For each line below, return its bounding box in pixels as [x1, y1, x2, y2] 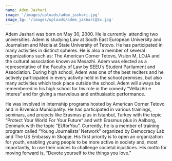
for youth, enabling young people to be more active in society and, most [5, 139, 158, 145]
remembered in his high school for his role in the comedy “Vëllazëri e [5, 86, 151, 92]
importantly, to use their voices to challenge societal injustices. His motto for [5, 145, 167, 151]
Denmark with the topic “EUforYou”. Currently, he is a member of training [5, 123, 160, 129]
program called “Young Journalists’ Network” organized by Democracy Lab [5, 128, 165, 134]
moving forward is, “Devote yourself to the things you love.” [5, 150, 131, 156]
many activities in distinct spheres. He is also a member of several [5, 47, 145, 54]
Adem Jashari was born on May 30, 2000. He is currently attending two [5, 31, 158, 37]
